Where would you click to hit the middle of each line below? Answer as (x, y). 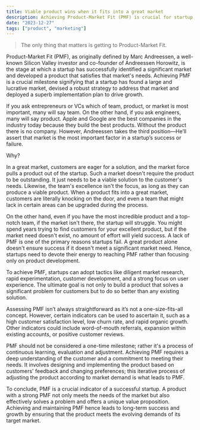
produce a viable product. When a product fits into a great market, (87, 192)
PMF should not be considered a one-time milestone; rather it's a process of (100, 346)
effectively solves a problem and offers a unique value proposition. (88, 401)
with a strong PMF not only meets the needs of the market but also (88, 396)
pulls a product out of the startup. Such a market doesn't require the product (100, 174)
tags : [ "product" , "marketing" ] (46, 28)
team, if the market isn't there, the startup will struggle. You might (102, 223)
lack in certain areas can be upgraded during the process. (77, 205)
